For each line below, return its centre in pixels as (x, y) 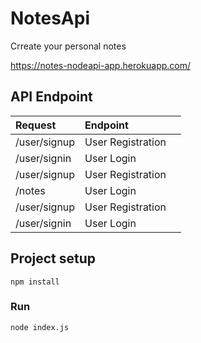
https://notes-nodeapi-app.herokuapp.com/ (101, 65)
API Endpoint (51, 97)
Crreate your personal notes (68, 46)
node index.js (40, 327)
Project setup (53, 258)
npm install (35, 282)
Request (36, 125)
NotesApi (50, 18)
